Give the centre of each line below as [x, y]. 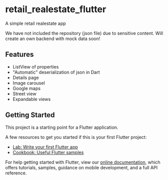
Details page [26, 78]
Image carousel [29, 83]
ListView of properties [36, 66]
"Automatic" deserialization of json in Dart [56, 72]
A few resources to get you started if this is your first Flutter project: [76, 137]
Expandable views [32, 99]
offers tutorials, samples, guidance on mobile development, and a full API [81, 167]
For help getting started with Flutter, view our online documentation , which [83, 162]
